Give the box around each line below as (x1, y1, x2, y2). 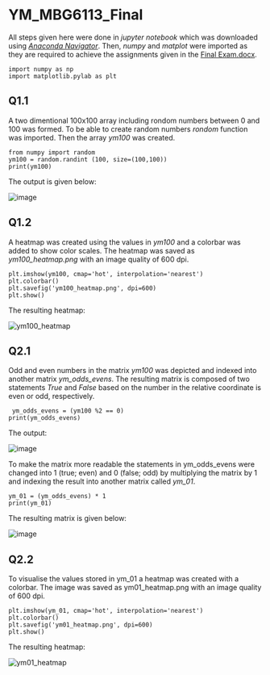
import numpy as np (8, 65, 74, 73)
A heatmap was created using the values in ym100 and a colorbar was (8, 237, 241, 247)
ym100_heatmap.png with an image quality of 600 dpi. (8, 254, 189, 264)
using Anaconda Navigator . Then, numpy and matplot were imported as (8, 40, 248, 50)
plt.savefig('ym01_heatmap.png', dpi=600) (8, 621, 153, 629)
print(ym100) (8, 162, 52, 170)
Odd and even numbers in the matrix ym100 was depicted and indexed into (8, 366, 257, 375)
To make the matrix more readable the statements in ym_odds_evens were (8, 459, 255, 469)
